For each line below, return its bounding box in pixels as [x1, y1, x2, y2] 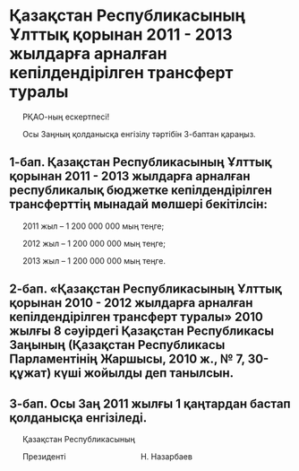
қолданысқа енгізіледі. [9, 410, 148, 425]
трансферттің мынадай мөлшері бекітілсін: [9, 196, 269, 212]
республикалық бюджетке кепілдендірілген [9, 183, 273, 198]
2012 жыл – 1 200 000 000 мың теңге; [21, 238, 167, 249]
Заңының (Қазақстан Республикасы [9, 337, 226, 353]
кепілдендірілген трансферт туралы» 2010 [9, 310, 264, 325]
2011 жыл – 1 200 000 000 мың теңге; [21, 221, 165, 231]
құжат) [9, 365, 52, 381]
